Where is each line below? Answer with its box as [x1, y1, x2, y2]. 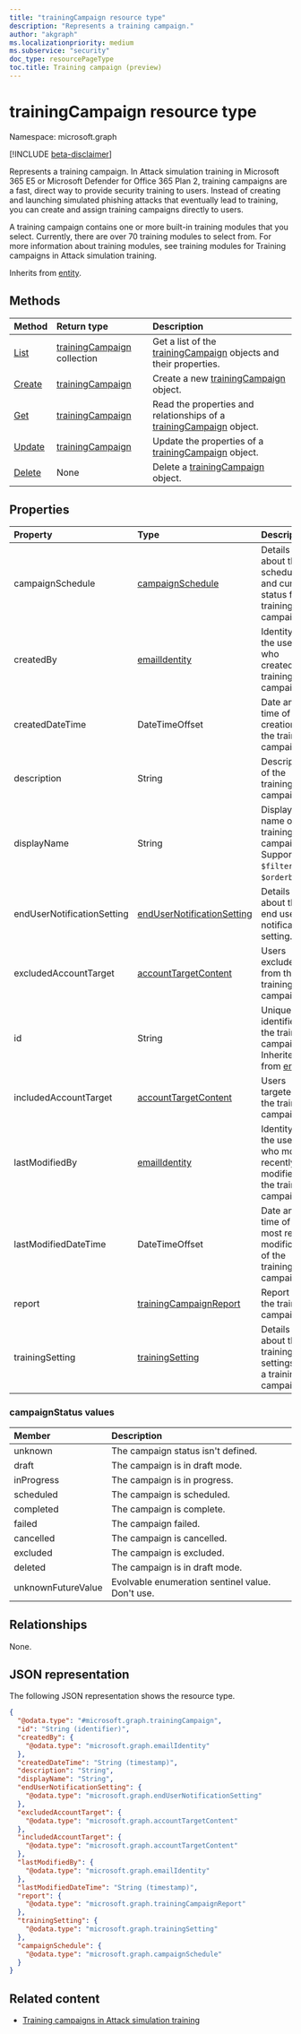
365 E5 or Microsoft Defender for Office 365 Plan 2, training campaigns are [9, 176, 288, 186]
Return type [56, 320, 109, 332]
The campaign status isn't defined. [111, 1444, 258, 1457]
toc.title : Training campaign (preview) [9, 64, 163, 73]
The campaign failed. [111, 1517, 201, 1530]
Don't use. [111, 1587, 155, 1599]
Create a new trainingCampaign [151, 372, 287, 384]
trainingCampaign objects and [151, 346, 279, 358]
